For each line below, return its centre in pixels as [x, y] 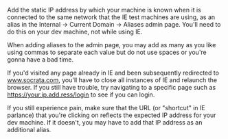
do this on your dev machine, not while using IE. [75, 31]
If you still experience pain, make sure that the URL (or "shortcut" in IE [106, 108]
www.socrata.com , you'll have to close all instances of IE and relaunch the [112, 80]
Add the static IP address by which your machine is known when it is [104, 10]
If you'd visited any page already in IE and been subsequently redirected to [113, 73]
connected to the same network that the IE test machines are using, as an [111, 17]
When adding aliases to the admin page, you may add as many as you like [112, 45]
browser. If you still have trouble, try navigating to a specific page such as [112, 87]
